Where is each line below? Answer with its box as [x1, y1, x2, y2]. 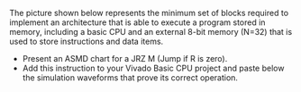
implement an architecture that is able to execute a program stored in [9, 17, 266, 28]
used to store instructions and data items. [9, 36, 164, 46]
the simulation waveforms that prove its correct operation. [22, 72, 239, 83]
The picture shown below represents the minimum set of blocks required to [9, 8, 289, 18]
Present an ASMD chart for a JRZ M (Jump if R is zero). [22, 54, 228, 63]
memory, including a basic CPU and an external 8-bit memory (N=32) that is [9, 27, 293, 37]
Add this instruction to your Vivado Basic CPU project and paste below [22, 63, 285, 73]
